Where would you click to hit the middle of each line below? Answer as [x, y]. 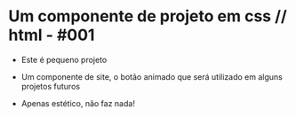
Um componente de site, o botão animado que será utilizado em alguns [152, 76]
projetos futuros [51, 86]
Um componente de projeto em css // [148, 16]
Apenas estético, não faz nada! [78, 103]
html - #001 [52, 35]
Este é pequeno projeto [64, 59]
